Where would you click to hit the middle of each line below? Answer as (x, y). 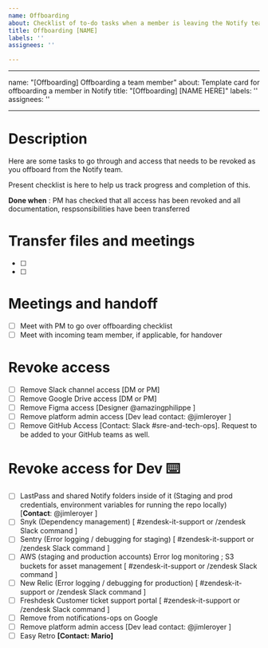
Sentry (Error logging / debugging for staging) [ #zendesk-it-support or (137, 540)
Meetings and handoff (83, 304)
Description (48, 139)
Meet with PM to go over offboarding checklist (96, 326)
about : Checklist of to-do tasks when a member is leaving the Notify (128, 23)
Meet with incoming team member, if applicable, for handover (121, 335)
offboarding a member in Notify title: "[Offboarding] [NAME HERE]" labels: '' (133, 91)
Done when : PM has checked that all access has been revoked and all (124, 201)
